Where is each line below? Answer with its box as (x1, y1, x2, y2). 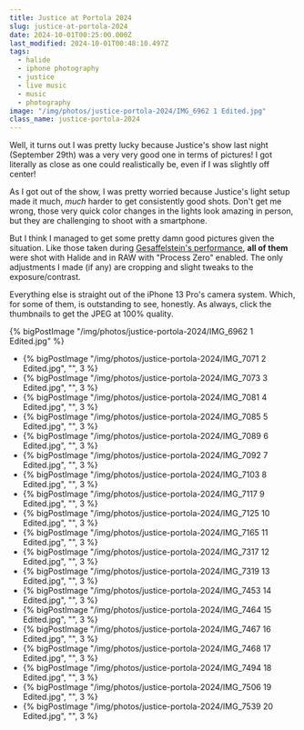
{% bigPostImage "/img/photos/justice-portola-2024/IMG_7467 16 (22, 624, 271, 635)
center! (9, 169, 36, 180)
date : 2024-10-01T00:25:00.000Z (9, 30, 132, 39)
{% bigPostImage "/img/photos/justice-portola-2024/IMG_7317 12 (22, 546, 270, 557)
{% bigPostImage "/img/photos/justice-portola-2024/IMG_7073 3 (22, 373, 269, 384)
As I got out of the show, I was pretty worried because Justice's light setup (9, 186, 290, 197)
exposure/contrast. (9, 272, 81, 283)
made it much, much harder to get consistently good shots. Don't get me (9, 196, 282, 207)
